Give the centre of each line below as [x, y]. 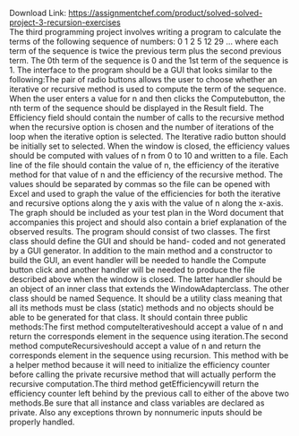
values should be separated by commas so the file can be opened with [140, 184]
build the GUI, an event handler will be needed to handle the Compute [138, 260]
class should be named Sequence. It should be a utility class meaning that [146, 298]
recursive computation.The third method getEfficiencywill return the [134, 384]
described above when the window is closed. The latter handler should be [146, 279]
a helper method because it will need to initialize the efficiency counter [140, 365]
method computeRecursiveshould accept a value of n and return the [135, 346]
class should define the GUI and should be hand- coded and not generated [148, 241]
